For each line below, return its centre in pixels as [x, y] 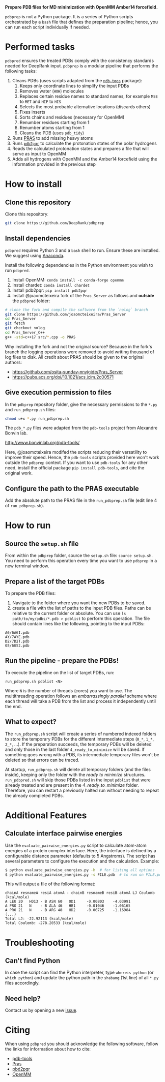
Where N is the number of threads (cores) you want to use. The [69, 690]
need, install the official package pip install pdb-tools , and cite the [75, 468]
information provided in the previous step [54, 164]
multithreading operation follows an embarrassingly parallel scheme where [81, 696]
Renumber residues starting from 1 [55, 122]
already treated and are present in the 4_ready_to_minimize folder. [72, 785]
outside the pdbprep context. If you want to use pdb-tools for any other [76, 463]
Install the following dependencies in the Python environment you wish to [79, 265]
